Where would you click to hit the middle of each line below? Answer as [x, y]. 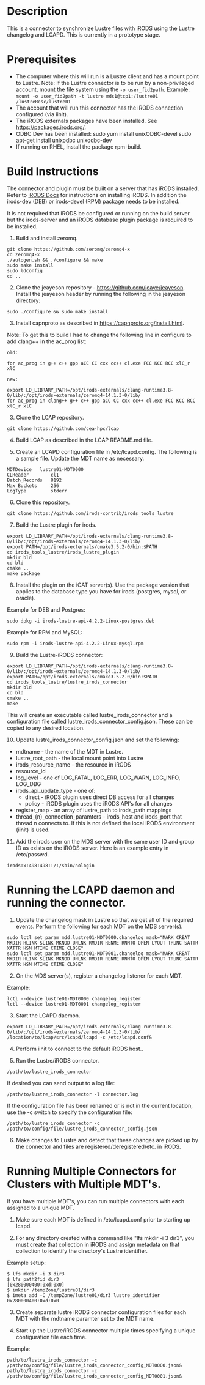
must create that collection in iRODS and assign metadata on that [98, 1244]
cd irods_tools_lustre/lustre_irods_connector [67, 682]
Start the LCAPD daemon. [48, 1015]
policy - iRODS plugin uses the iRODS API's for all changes [99, 803]
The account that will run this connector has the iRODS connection [99, 108]
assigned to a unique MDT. [41, 1208]
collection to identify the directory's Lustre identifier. [82, 1251]
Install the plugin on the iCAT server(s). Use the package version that [103, 585]
